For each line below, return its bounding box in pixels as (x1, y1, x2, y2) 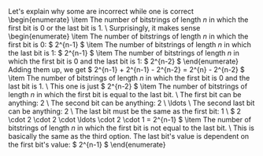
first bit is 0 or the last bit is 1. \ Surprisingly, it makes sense (8, 24, 201, 32)
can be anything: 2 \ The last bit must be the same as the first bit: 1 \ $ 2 (8, 107, 242, 116)
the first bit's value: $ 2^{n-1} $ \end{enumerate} (8, 140, 167, 149)
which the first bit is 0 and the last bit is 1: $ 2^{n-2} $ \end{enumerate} (8, 56, 239, 66)
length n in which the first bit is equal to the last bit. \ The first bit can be (8, 90, 242, 99)
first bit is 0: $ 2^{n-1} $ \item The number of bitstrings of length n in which (8, 40, 252, 49)
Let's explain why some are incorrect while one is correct (8, 7, 194, 16)
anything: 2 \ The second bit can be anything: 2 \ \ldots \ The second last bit (8, 98, 255, 107)
